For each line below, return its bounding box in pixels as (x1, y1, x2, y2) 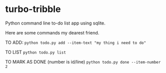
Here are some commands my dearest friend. (5, 29, 100, 35)
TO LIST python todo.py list (5, 49, 66, 55)
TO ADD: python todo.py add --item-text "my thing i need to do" (5, 39, 146, 45)
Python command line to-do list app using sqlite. (5, 20, 106, 26)
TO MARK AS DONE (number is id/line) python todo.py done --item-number (5, 58, 161, 64)
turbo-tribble (5, 3, 61, 15)
